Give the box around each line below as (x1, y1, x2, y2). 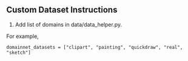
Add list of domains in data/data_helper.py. (15, 21, 123, 28)
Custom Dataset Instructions (6, 5, 118, 15)
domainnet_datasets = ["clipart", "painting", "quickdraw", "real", (6, 44, 183, 50)
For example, (6, 33, 39, 40)
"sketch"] (6, 50, 32, 56)
